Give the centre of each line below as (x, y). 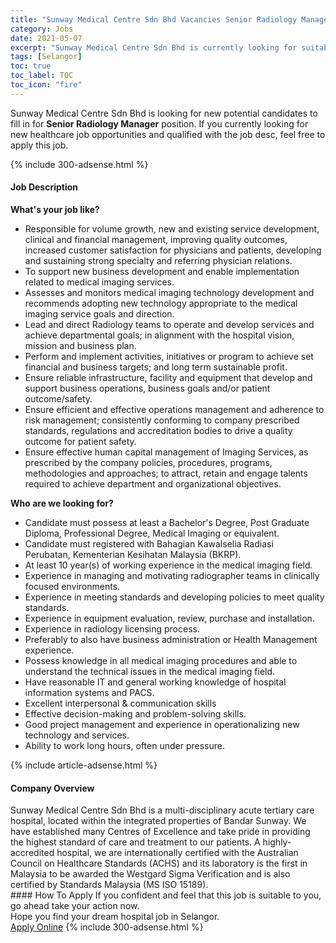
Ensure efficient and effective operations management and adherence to (174, 409)
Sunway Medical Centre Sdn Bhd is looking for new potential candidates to (164, 113)
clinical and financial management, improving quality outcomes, (156, 239)
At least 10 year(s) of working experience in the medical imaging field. (168, 565)
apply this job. (39, 145)
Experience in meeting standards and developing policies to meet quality (174, 597)
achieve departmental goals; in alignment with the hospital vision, (159, 335)
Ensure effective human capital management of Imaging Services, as (166, 452)
